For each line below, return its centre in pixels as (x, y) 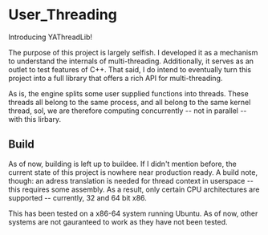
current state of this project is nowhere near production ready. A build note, (133, 172)
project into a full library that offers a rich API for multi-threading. (116, 78)
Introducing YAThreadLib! (51, 37)
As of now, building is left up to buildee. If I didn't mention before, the (122, 164)
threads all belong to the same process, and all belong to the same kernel (130, 102)
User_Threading (63, 15)
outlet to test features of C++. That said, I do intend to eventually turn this (130, 69)
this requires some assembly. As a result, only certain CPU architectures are (134, 189)
